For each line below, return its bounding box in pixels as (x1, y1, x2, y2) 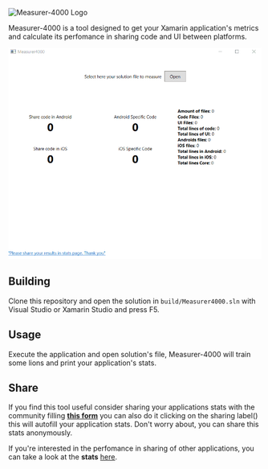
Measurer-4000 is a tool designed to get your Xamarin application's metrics (8, 23, 259, 32)
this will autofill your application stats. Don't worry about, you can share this (8, 419, 259, 430)
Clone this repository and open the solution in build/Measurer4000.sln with (8, 296, 256, 306)
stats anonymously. (8, 428, 73, 438)
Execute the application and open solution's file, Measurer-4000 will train (8, 349, 251, 359)
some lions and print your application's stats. (8, 358, 156, 368)
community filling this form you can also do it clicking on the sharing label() (8, 411, 258, 421)
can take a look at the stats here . (8, 452, 118, 462)
